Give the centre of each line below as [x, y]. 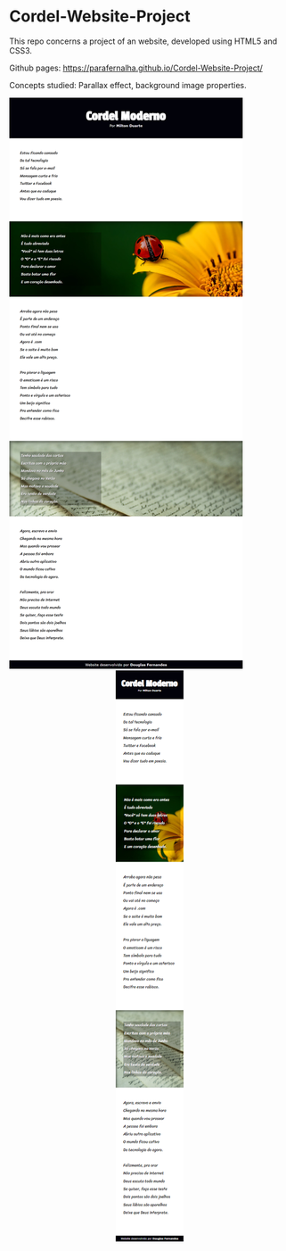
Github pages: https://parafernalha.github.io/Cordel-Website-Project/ [136, 68]
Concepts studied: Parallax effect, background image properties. [128, 85]
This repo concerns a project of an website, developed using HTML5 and [143, 41]
